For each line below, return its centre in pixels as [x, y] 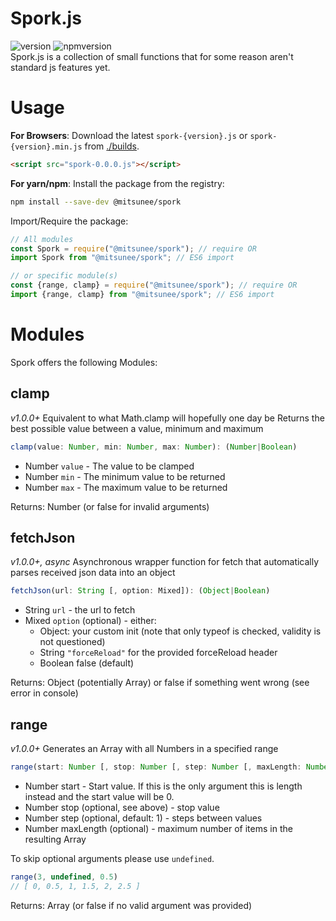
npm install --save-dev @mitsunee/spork [96, 202]
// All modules [42, 239]
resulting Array [55, 839]
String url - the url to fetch [80, 610]
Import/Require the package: [69, 221]
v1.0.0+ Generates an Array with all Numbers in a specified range [144, 748]
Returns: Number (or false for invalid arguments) [110, 506]
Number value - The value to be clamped [109, 466]
